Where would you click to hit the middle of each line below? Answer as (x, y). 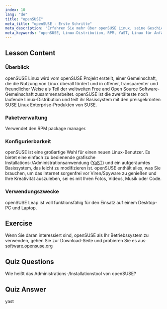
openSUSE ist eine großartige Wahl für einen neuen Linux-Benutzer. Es (78, 152)
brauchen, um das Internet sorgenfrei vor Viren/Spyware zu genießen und (81, 173)
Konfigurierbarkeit (28, 141)
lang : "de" (16, 14)
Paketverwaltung (26, 118)
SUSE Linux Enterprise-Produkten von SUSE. (51, 105)
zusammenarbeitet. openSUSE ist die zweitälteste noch (91, 94)
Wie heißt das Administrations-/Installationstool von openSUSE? (71, 274)
